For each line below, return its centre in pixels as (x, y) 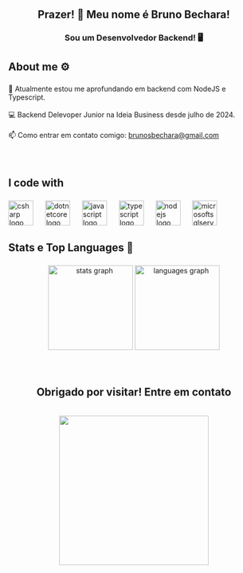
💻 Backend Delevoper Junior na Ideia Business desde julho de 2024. (122, 114)
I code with (36, 183)
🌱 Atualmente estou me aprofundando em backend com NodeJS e (117, 88)
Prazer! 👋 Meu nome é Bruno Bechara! (134, 15)
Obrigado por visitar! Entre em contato (134, 392)
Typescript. (27, 97)
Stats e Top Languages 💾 (71, 248)
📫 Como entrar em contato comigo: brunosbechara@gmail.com (114, 135)
